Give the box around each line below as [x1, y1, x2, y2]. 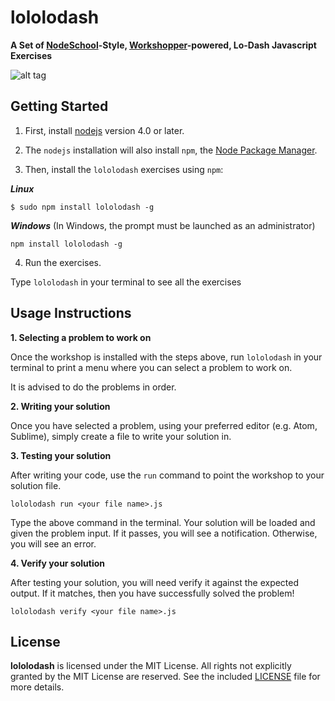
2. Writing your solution [10, 400, 111, 412]
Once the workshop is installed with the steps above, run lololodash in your [10, 351, 323, 363]
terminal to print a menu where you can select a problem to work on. [10, 361, 293, 373]
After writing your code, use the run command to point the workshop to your [10, 469, 325, 481]
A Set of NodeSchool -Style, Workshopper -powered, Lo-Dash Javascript [10, 39, 317, 51]
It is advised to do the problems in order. [10, 381, 177, 393]
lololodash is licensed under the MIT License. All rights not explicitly [10, 660, 292, 672]
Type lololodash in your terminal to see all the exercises [10, 276, 242, 288]
